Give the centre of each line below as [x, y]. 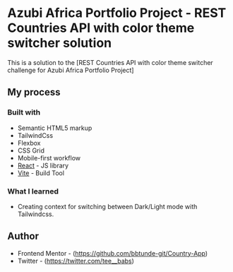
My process [34, 92]
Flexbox [29, 143]
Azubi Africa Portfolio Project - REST [117, 13]
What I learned [33, 191]
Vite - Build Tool [41, 173]
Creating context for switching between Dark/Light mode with [107, 206]
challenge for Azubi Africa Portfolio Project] [71, 70]
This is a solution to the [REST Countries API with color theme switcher [110, 62]
